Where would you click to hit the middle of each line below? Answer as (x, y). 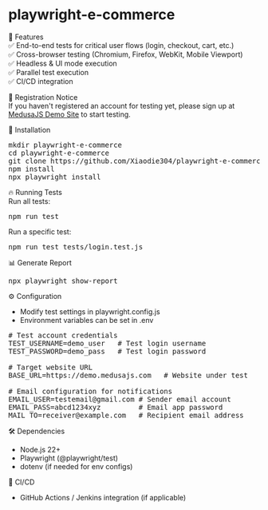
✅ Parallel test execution (49, 72)
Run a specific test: (40, 231)
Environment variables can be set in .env (87, 320)
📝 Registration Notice (43, 97)
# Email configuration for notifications (91, 391)
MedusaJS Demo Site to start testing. (70, 114)
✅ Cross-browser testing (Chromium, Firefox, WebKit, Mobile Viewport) (126, 54)
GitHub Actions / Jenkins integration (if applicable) (103, 497)
